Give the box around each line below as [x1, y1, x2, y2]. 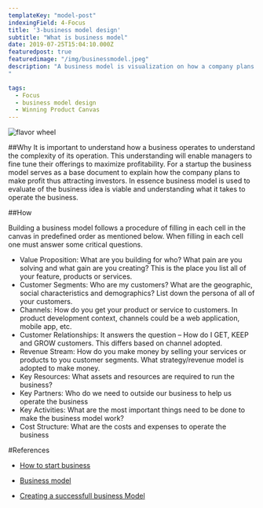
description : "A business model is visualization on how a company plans [8, 63, 255, 71]
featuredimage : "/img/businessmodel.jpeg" [8, 56, 149, 64]
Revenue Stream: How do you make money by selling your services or [19, 347, 247, 356]
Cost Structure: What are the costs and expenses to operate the [19, 422, 227, 432]
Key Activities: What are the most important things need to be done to [19, 405, 246, 415]
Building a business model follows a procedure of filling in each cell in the [8, 223, 246, 232]
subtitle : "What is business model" [8, 33, 128, 42]
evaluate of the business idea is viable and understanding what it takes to [8, 185, 246, 194]
